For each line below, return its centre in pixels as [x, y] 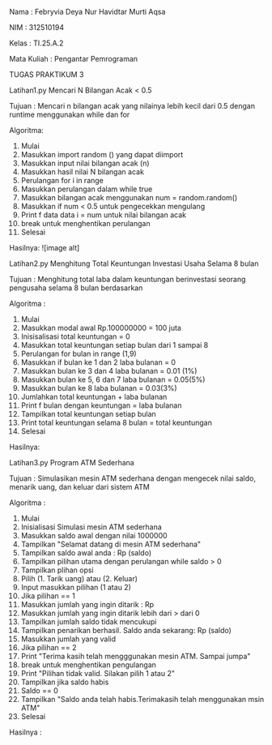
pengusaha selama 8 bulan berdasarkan [76, 288]
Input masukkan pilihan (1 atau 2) [76, 587]
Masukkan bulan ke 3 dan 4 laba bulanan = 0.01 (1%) [109, 371]
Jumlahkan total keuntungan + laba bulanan [94, 397]
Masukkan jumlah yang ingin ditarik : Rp [87, 604]
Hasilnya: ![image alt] [45, 248]
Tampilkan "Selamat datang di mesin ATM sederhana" [111, 544]
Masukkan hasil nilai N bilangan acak [83, 172]
